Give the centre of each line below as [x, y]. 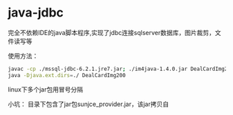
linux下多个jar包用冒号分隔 [46, 89]
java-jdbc [36, 13]
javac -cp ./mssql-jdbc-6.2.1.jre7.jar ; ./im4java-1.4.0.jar [98, 69]
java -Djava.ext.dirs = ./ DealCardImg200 [67, 75]
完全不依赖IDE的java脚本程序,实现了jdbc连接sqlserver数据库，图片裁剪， [111, 32]
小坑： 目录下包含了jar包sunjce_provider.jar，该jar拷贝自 [88, 104]
